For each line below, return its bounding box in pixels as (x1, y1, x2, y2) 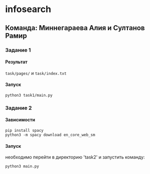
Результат (5, 59, 28, 65)
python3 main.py (5, 164, 39, 169)
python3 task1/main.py (5, 93, 53, 98)
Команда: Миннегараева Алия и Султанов (5, 24, 145, 32)
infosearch (5, 4, 52, 15)
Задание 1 (5, 46, 31, 53)
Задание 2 (5, 104, 32, 111)
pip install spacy (5, 128, 44, 133)
